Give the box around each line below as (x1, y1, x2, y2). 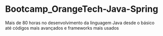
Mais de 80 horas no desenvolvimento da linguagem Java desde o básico (5, 20, 155, 26)
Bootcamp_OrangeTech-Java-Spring (5, 3, 159, 15)
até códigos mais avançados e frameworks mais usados (5, 25, 119, 31)
